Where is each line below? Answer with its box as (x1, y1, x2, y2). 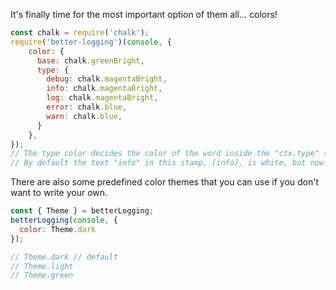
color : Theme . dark (19, 224, 97, 234)
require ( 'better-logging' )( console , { (10, 37, 172, 47)
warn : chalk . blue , (46, 111, 123, 121)
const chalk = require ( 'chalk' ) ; (10, 28, 150, 38)
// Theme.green (10, 270, 74, 281)
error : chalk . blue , (46, 102, 128, 112)
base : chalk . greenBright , (36, 55, 145, 66)
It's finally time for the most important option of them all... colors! (10, 9, 278, 20)
